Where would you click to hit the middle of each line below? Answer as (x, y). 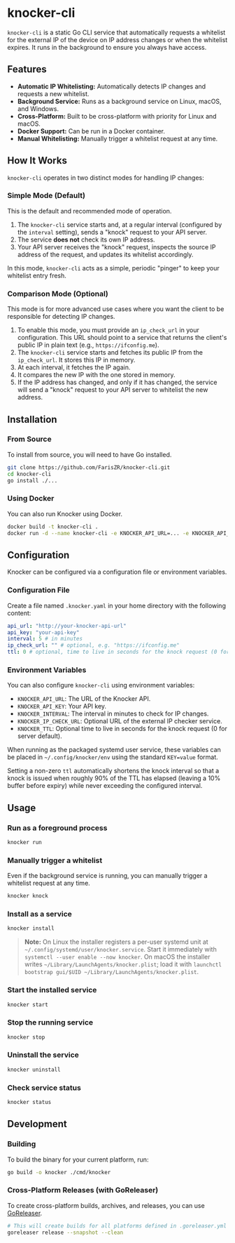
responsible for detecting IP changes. (61, 317)
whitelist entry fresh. (37, 275)
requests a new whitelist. (53, 93)
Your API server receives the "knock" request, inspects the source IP (116, 246)
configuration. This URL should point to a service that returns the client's (122, 338)
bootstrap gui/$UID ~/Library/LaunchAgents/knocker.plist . (112, 972)
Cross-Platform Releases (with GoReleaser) (83, 1190)
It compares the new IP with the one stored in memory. (96, 375)
